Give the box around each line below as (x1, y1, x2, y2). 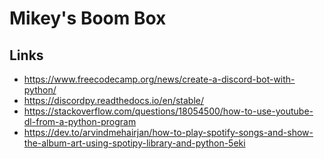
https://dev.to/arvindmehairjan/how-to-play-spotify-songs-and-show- (23, 127, 314, 138)
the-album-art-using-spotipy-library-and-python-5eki (23, 137, 246, 149)
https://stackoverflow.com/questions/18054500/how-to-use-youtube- (23, 105, 314, 117)
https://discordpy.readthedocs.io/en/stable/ (23, 95, 205, 106)
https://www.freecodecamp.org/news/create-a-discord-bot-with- (23, 73, 296, 85)
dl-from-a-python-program (23, 116, 137, 127)
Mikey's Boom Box (9, 7, 167, 30)
